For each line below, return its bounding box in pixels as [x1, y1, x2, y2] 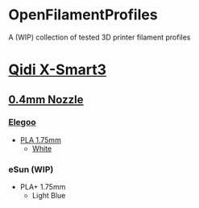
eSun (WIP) [8, 164, 54, 175]
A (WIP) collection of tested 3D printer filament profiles [8, 32, 191, 42]
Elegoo [8, 117, 36, 128]
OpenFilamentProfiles [8, 6, 159, 24]
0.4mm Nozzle [8, 93, 84, 106]
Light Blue [31, 191, 66, 201]
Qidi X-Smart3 [8, 60, 107, 79]
